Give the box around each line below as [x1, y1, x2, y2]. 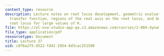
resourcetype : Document [5, 35, 54, 39]
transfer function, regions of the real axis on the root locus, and [9, 16, 154, 21]
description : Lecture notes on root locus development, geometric [5, 12, 143, 17]
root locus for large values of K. [9, 20, 82, 26]
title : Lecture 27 [5, 39, 42, 44]
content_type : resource [5, 7, 54, 12]
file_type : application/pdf [5, 30, 62, 35]
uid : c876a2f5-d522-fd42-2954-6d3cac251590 [5, 43, 95, 48]
